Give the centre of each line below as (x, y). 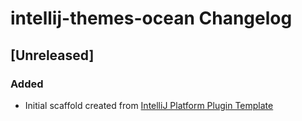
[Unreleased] (52, 55)
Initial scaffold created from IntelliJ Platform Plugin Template (149, 105)
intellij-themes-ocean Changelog (151, 18)
